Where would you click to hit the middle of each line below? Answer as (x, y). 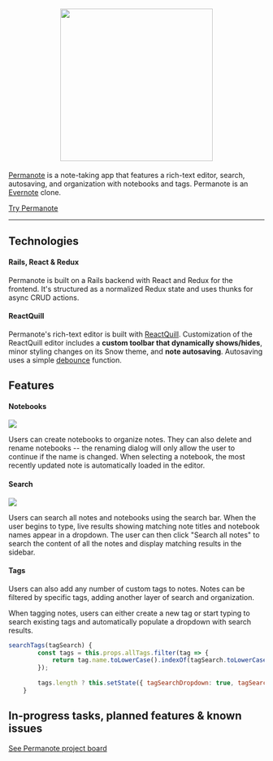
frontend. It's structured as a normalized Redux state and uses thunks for (131, 289)
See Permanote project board (58, 748)
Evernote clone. (35, 192)
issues (26, 729)
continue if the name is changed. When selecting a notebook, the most (127, 457)
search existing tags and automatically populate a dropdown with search (130, 621)
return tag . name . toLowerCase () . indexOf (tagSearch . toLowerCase (159, 660)
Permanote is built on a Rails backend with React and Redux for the (121, 280)
